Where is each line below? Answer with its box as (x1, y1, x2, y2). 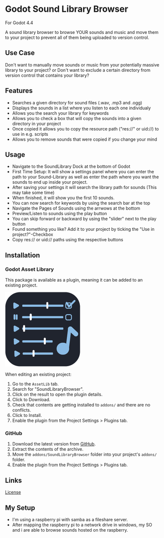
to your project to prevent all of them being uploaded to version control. (5, 34, 149, 40)
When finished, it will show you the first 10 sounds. (12, 195, 115, 201)
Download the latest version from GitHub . (12, 441, 96, 447)
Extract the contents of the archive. (12, 446, 84, 452)
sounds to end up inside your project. (12, 179, 88, 185)
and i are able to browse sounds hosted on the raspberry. (12, 527, 128, 533)
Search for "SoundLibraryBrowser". (12, 386, 84, 392)
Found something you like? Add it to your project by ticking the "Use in (12, 226, 155, 232)
